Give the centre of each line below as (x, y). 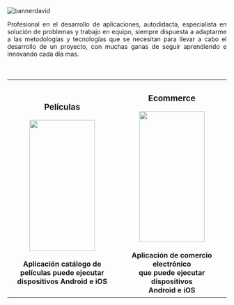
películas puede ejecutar (62, 273)
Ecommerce (172, 98)
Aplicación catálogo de (62, 264)
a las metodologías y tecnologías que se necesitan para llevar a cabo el (117, 39)
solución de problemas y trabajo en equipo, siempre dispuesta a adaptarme (117, 32)
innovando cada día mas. (43, 54)
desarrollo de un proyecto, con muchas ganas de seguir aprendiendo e (117, 46)
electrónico (172, 264)
